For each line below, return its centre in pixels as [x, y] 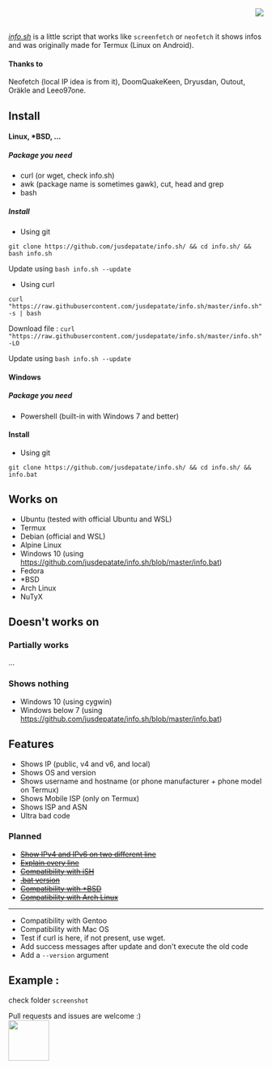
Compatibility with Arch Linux [69, 897]
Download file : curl [42, 328]
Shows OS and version [58, 772]
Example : [34, 981]
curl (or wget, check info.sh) [67, 176]
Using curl [37, 285]
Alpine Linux [41, 545]
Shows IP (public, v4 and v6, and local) [85, 764]
